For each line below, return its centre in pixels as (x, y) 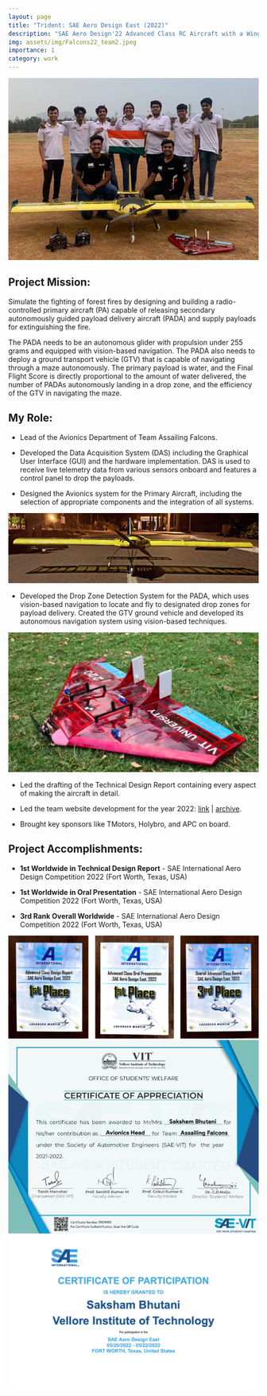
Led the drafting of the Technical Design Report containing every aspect (138, 784)
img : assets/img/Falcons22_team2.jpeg (72, 42)
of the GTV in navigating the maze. (65, 393)
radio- (226, 301)
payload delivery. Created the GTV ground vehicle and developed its (132, 613)
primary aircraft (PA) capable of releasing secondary (129, 309)
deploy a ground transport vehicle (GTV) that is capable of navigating (122, 359)
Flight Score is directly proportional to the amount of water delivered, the (127, 376)
